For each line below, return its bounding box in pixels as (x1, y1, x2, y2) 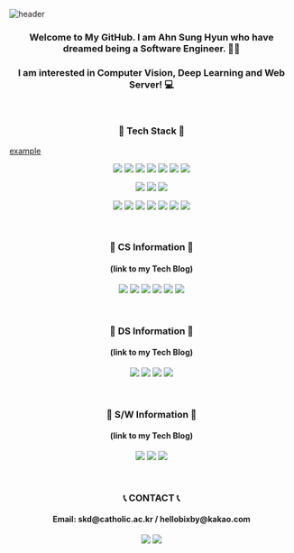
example (9, 145, 41, 156)
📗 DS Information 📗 (109, 325, 194, 337)
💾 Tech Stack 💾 (118, 124, 185, 137)
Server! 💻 (129, 78, 174, 90)
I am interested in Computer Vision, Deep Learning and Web (17, 66, 286, 78)
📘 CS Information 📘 (109, 241, 194, 253)
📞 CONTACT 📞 (123, 492, 180, 504)
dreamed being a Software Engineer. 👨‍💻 (62, 41, 241, 54)
